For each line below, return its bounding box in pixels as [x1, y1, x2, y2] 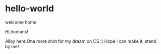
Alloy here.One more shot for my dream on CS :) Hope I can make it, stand [5, 38, 157, 44]
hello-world [5, 3, 54, 14]
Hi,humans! [5, 28, 29, 34]
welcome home [5, 19, 37, 25]
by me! [5, 43, 19, 49]
